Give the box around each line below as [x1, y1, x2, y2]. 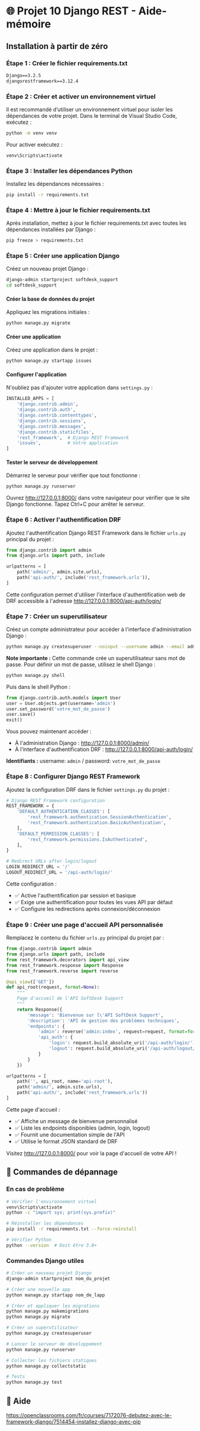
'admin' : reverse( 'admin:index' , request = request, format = [37, 1029, 187, 1035]
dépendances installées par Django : [6, 226, 96, 233]
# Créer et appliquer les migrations [6, 1302, 100, 1309]
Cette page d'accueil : [6, 1106, 61, 1113]
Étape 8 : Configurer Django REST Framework [6, 773, 140, 781]
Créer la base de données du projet [6, 295, 95, 303]
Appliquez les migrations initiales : [6, 309, 90, 316]
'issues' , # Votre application [17, 440, 118, 446]
